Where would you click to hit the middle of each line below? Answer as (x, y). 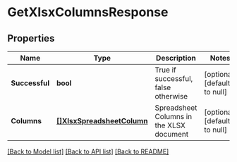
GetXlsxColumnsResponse (88, 12)
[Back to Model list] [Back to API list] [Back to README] (88, 151)
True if (165, 70)
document (172, 134)
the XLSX (170, 125)
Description (176, 58)
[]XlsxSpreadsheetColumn (102, 121)
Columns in (174, 117)
